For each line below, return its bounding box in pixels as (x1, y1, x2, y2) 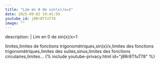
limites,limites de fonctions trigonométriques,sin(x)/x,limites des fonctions (5, 43, 154, 49)
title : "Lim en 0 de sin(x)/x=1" (5, 7, 73, 12)
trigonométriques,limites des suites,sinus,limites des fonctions (5, 48, 131, 54)
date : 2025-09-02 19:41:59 (5, 12, 60, 16)
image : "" (5, 20, 25, 26)
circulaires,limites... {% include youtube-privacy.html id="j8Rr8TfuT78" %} (5, 54, 155, 60)
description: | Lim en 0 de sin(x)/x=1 (5, 34, 78, 40)
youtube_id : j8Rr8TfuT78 (5, 16, 56, 21)
